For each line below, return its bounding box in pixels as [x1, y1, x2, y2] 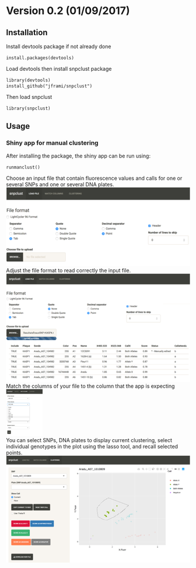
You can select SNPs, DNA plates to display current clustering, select [6, 437, 172, 444]
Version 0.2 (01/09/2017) [6, 4, 130, 18]
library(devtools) [6, 77, 51, 83]
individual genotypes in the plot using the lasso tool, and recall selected [6, 443, 178, 450]
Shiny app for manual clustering [6, 139, 99, 147]
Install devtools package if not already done [6, 43, 111, 50]
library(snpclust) [6, 105, 51, 111]
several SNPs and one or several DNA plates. [6, 180, 114, 188]
